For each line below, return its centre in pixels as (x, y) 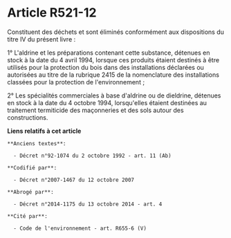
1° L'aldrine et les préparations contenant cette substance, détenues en (109, 53)
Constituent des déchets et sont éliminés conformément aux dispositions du (116, 32)
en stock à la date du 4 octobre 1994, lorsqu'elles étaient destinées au (107, 102)
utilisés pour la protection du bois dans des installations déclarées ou (105, 67)
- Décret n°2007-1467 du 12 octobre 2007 (74, 180)
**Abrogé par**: (30, 192)
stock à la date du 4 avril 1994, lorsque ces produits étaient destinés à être (113, 59)
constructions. (28, 117)
